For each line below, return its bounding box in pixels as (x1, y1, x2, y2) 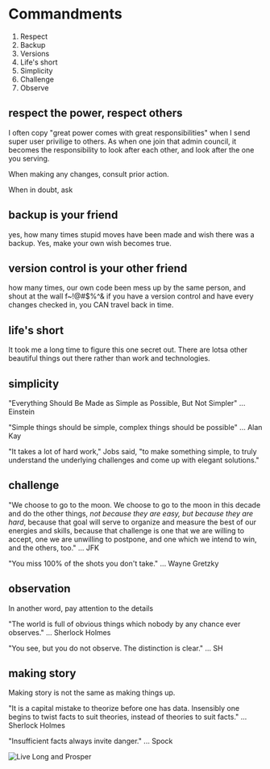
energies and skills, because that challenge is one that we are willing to (8, 525, 244, 535)
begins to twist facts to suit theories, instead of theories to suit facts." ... (8, 712, 247, 722)
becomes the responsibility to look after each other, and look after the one (8, 144, 255, 154)
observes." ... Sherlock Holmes (8, 627, 111, 637)
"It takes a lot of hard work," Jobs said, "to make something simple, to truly (8, 447, 257, 456)
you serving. (8, 153, 50, 163)
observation (8, 582, 71, 596)
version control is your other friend (8, 261, 188, 275)
